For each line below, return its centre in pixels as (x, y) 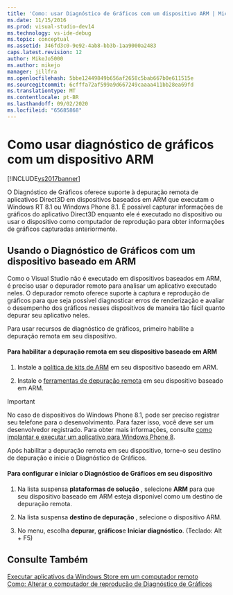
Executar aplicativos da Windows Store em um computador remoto (103, 576)
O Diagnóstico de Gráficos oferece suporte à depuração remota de (103, 192)
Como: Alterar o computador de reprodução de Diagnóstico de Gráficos (110, 584)
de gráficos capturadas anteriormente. (62, 229)
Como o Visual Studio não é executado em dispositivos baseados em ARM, (114, 278)
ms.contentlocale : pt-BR (43, 98)
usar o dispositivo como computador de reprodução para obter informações (116, 221)
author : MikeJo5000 (35, 59)
